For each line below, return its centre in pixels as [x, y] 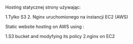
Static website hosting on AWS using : [45, 26]
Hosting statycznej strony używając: [43, 7]
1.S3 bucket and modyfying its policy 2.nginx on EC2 [60, 36]
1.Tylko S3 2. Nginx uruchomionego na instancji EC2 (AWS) [67, 17]
